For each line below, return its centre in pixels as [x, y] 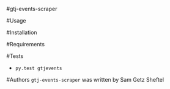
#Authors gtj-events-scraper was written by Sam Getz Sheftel [85, 80]
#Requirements [25, 44]
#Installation [22, 32]
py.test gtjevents [39, 68]
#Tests [15, 56]
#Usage [16, 20]
